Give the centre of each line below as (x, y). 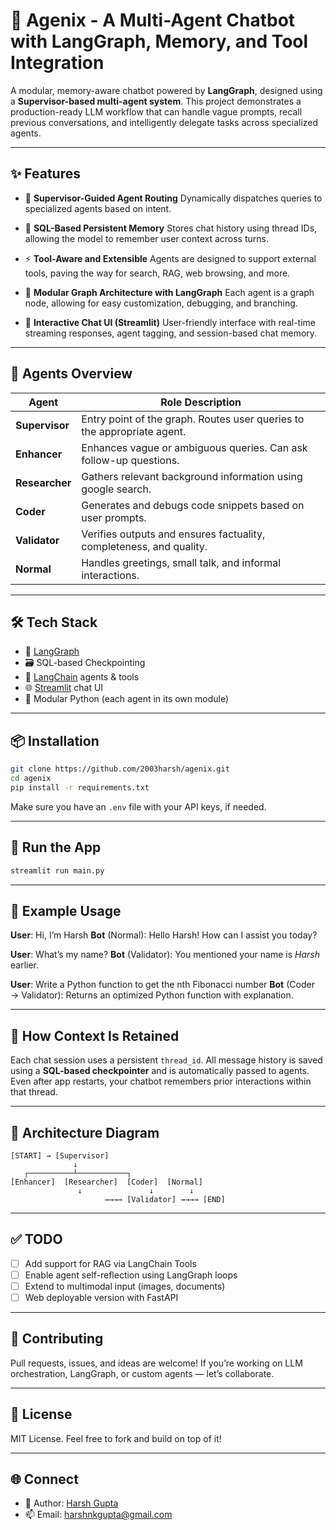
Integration (57, 63)
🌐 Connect (44, 1479)
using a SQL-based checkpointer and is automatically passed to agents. (160, 1071)
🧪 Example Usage (66, 910)
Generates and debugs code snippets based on (193, 505)
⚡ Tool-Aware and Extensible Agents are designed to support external (170, 258)
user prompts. (114, 517)
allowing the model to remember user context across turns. (146, 238)
